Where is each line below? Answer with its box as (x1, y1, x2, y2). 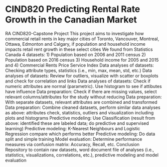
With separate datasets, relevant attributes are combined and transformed (5, 99, 158, 105)
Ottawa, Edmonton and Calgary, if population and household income (5, 41, 146, 47)
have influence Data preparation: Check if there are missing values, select (5, 88, 157, 94)
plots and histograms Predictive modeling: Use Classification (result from (5, 115, 156, 121)
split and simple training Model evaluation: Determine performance (5, 136, 143, 142)
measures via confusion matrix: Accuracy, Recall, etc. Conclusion (5, 141, 140, 147)
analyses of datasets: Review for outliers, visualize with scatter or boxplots (5, 73, 159, 79)
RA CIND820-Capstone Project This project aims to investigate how (5, 30, 144, 36)
